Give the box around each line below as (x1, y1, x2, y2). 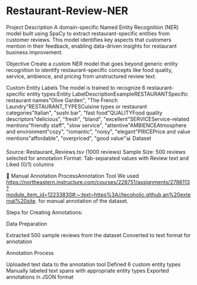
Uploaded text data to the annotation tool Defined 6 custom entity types (6, 261, 181, 268)
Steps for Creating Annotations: (6, 208, 83, 216)
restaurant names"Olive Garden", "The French (6, 96, 118, 104)
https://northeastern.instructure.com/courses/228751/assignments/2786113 (6, 178, 191, 185)
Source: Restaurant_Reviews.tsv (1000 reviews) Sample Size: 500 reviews (6, 148, 186, 155)
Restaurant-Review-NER (6, 4, 129, 18)
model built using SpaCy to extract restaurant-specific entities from (6, 30, 170, 37)
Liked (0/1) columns (6, 160, 54, 168)
